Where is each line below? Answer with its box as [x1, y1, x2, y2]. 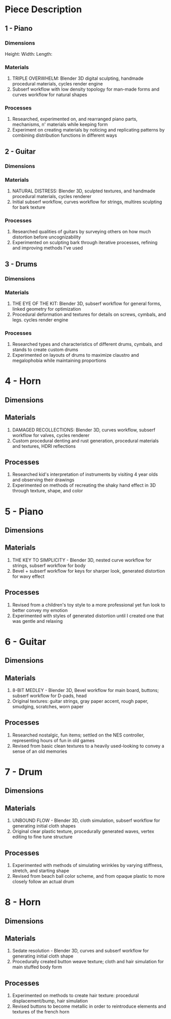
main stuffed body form [12, 964, 62, 970]
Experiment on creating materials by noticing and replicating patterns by [12, 127, 165, 133]
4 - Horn [5, 375, 41, 387]
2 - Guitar [5, 147, 36, 156]
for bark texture [12, 204, 46, 210]
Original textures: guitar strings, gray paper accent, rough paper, [12, 698, 149, 704]
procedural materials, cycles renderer [12, 193, 92, 200]
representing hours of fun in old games [12, 737, 95, 743]
